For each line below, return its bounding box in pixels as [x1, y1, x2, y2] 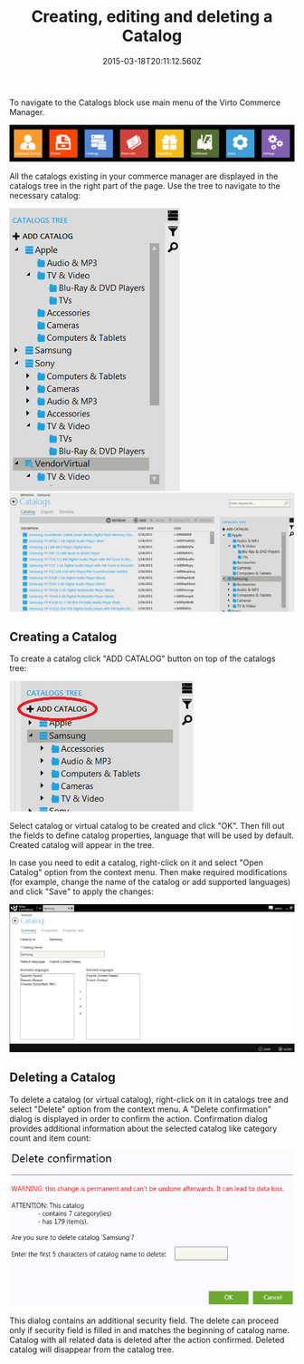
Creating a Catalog [9, 628, 118, 645]
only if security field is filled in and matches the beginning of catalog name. [9, 1324, 290, 1335]
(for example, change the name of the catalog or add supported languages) [9, 877, 291, 888]
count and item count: [9, 1132, 91, 1144]
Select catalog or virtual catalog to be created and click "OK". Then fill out [9, 821, 285, 832]
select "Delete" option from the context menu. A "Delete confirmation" [9, 1104, 271, 1115]
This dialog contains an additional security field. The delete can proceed [9, 1315, 279, 1326]
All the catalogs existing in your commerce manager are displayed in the [9, 170, 279, 182]
